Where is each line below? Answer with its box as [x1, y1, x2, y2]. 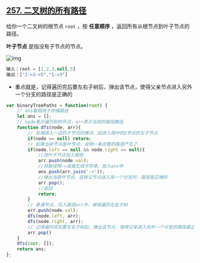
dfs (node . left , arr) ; [27, 213, 82, 219]
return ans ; [17, 246, 46, 252]
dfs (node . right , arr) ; [27, 218, 84, 224]
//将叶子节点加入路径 [37, 152, 84, 158]
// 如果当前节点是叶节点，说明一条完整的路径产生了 [27, 141, 138, 147]
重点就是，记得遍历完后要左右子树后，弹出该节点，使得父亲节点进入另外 [14, 83, 192, 90]
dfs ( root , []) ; [17, 240, 55, 247]
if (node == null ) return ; [27, 136, 92, 142]
